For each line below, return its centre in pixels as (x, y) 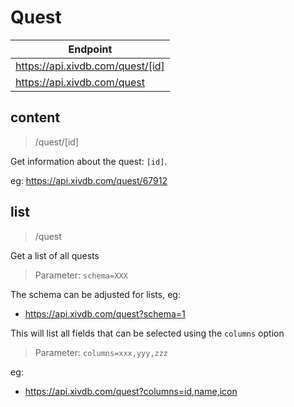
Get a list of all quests (55, 255)
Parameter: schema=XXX (81, 275)
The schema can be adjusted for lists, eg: (95, 294)
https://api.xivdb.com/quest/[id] (90, 66)
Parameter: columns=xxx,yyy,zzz (101, 352)
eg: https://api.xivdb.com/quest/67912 (89, 180)
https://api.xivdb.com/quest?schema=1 (105, 313)
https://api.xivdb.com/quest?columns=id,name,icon (131, 391)
